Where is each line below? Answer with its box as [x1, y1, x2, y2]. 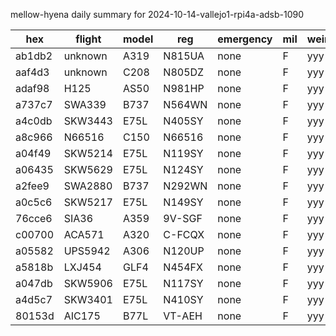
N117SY [163, 277, 204, 290]
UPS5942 [63, 244, 111, 258]
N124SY [163, 163, 204, 176]
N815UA [163, 49, 205, 63]
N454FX [163, 260, 203, 274]
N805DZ [163, 65, 205, 79]
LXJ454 [63, 260, 102, 274]
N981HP [163, 82, 205, 95]
